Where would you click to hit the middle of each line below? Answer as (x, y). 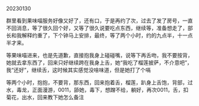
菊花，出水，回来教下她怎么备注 (45, 97)
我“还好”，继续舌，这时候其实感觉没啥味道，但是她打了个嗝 (78, 70)
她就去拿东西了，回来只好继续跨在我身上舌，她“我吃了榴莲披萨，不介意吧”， (99, 62)
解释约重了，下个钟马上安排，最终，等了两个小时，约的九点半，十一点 (107, 35)
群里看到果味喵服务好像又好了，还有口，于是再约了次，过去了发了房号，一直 (99, 21)
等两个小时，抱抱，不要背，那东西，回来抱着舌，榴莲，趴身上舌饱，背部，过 (99, 82)
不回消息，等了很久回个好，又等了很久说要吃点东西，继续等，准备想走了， (97, 28)
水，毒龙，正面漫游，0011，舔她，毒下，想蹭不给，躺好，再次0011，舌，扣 (97, 90)
